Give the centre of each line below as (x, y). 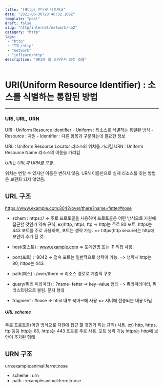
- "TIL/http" (20, 46)
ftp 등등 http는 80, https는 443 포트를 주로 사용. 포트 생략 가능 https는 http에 (79, 331)
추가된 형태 (25, 337)
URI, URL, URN (22, 119)
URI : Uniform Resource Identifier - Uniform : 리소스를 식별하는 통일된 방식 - (79, 130)
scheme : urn (25, 375)
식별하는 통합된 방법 (60, 97)
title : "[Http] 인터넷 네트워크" (35, 10)
